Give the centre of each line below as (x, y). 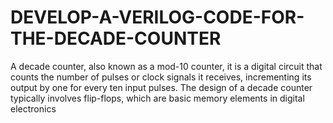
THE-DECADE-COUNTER (116, 38)
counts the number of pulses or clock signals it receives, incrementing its (161, 77)
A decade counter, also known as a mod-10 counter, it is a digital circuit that (166, 66)
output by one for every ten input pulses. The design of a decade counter (161, 87)
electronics (33, 108)
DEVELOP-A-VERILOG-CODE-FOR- (157, 17)
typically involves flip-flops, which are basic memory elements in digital (157, 98)
